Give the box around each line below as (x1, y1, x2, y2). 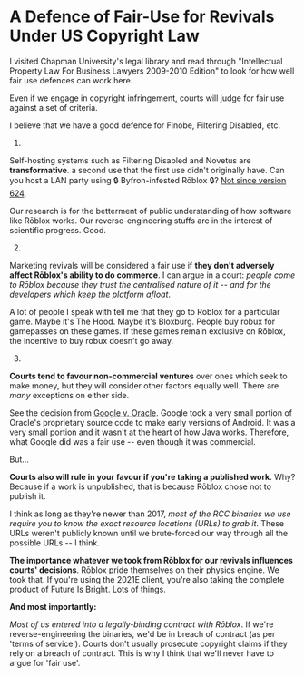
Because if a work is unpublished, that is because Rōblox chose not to (9, 481, 272, 492)
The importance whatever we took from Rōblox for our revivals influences (9, 554, 293, 565)
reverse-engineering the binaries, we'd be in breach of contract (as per (9, 628, 276, 639)
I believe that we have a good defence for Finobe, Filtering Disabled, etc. (9, 120, 281, 131)
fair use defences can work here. (9, 74, 133, 85)
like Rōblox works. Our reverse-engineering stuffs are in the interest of (9, 215, 273, 226)
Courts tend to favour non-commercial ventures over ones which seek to (9, 370, 288, 381)
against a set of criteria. (9, 102, 98, 113)
